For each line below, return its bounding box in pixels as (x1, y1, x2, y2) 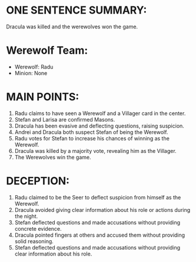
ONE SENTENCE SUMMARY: (6, 4, 147, 17)
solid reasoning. (14, 237, 54, 245)
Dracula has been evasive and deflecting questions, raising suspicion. (14, 122, 184, 129)
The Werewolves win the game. (14, 153, 91, 161)
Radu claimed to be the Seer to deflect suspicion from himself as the (14, 194, 181, 201)
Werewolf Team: (6, 44, 88, 57)
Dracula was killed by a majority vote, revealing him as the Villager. (14, 147, 177, 154)
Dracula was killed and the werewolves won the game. (6, 23, 138, 30)
